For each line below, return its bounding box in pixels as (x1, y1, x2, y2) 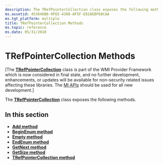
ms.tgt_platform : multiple (5, 16, 60, 21)
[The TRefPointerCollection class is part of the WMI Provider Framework (5, 66, 152, 72)
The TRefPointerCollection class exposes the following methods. (5, 97, 136, 102)
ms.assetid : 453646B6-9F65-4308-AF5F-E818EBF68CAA (5, 12, 110, 16)
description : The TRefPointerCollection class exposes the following (5, 7, 149, 12)
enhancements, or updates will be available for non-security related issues (5, 77, 154, 82)
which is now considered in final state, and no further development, (5, 71, 140, 78)
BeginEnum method (12, 129, 53, 134)
